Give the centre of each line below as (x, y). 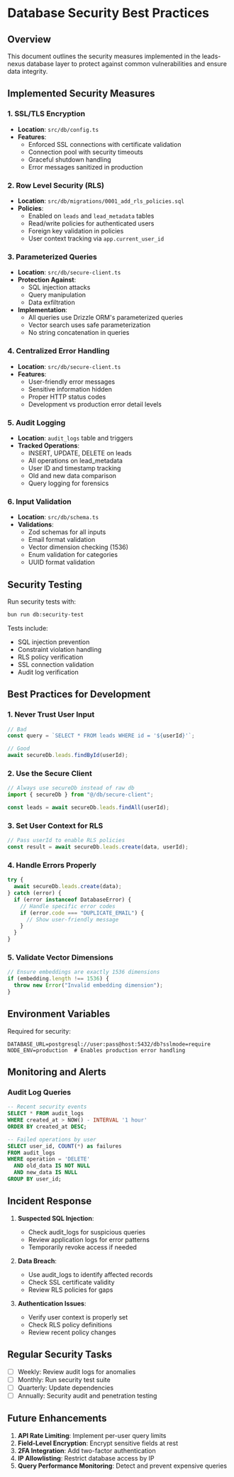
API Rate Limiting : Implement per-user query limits (92, 1435)
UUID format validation (62, 563)
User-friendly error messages (72, 382)
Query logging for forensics (68, 483)
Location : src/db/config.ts (58, 129)
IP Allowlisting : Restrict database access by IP (86, 1458)
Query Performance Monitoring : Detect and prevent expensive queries (122, 1466)
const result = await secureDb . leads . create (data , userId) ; (98, 847)
